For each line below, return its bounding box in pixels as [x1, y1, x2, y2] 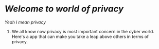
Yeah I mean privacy [4, 19, 46, 25]
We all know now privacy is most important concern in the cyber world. [11, 28, 154, 34]
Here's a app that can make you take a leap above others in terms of [11, 34, 149, 39]
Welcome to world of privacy [4, 3, 124, 14]
